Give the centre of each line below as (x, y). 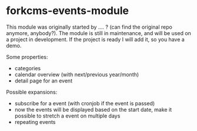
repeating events (35, 122)
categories (28, 68)
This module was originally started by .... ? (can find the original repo (89, 27)
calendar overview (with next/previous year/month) (77, 74)
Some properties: (27, 57)
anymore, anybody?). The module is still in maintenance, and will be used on (98, 33)
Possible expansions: (32, 92)
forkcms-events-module (68, 11)
